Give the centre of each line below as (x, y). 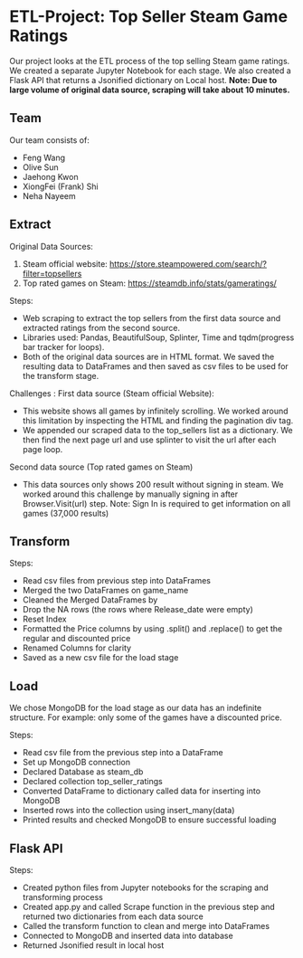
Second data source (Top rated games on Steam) (101, 467)
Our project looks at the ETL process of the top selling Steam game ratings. (150, 61)
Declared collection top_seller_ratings (92, 782)
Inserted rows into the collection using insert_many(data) (128, 811)
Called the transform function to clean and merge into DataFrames (146, 926)
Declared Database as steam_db (83, 772)
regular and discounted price (76, 639)
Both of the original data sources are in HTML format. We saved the (148, 356)
